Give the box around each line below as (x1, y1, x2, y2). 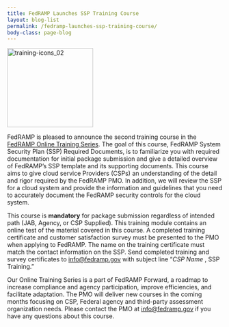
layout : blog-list (7, 16, 59, 23)
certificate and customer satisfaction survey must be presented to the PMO (7, 233, 219, 241)
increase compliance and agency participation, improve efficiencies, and (7, 283, 212, 291)
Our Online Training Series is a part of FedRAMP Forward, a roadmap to (7, 276, 208, 284)
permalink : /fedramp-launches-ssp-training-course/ (7, 23, 157, 29)
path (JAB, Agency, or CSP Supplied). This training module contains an (7, 219, 207, 227)
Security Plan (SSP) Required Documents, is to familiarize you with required (7, 148, 220, 156)
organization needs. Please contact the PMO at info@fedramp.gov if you (7, 305, 211, 313)
